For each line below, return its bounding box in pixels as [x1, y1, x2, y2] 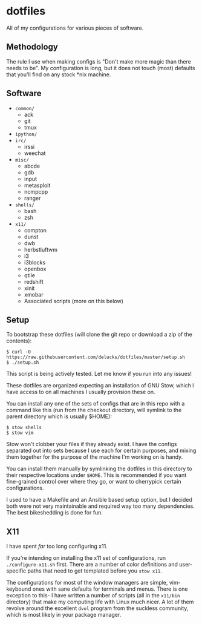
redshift [24, 278, 44, 285]
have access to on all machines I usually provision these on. [6, 389, 155, 396]
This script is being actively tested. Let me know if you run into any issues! [6, 370, 192, 378]
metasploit [24, 182, 51, 189]
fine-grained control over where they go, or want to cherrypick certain [6, 478, 181, 485]
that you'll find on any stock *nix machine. [6, 71, 111, 78]
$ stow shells [6, 425, 42, 431]
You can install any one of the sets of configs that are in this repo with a [6, 400, 185, 407]
